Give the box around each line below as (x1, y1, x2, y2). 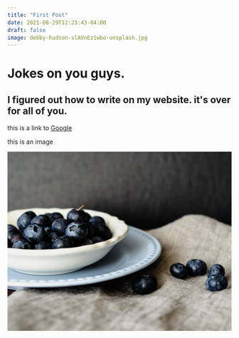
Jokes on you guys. (7, 65, 125, 82)
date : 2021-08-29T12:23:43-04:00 (7, 19, 107, 26)
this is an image (7, 137, 53, 146)
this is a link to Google (7, 124, 73, 132)
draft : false (7, 26, 46, 33)
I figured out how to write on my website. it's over (7, 93, 231, 106)
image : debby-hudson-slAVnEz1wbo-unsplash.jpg (7, 34, 148, 41)
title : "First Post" (7, 11, 69, 19)
